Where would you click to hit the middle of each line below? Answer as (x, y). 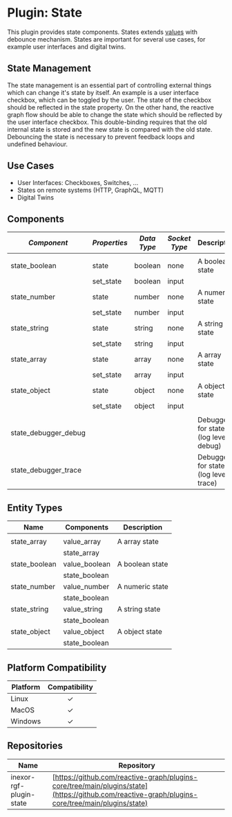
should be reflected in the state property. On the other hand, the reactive (110, 107)
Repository (137, 765)
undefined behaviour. (37, 144)
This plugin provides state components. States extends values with (103, 32)
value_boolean (87, 564)
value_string (83, 609)
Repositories (35, 746)
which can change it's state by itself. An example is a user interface (103, 92)
